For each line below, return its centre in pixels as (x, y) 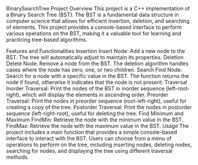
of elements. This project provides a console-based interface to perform (94, 27)
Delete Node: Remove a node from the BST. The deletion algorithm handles (97, 63)
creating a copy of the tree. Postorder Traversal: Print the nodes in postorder (99, 107)
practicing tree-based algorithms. (47, 40)
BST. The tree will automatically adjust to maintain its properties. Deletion (95, 57)
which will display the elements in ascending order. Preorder (95, 95)
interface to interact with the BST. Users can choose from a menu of (89, 138)
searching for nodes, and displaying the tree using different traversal (89, 151)
